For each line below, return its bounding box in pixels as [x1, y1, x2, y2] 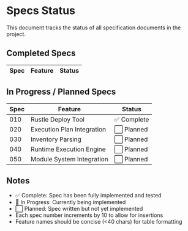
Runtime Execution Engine [30, 145, 106, 153]
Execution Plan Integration [30, 125, 106, 133]
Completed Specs [6, 48, 76, 59]
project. [6, 30, 26, 37]
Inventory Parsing [30, 135, 81, 144]
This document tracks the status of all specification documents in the [6, 24, 181, 31]
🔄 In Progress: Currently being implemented [15, 199, 126, 206]
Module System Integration [30, 155, 108, 163]
